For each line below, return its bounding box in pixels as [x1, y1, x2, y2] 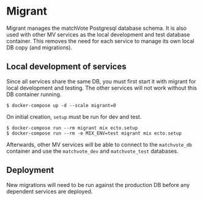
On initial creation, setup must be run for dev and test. [6, 113, 142, 120]
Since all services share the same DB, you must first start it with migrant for [6, 77, 197, 85]
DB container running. [6, 90, 62, 98]
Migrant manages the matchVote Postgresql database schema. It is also [6, 24, 187, 32]
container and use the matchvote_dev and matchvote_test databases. [6, 147, 179, 155]
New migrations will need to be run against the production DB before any [6, 181, 190, 188]
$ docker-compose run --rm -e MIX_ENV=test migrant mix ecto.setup [6, 130, 182, 136]
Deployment [6, 165, 54, 175]
